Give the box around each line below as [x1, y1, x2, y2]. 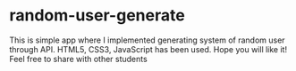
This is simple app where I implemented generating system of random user [9, 35, 285, 45]
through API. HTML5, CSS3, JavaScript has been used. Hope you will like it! [9, 43, 288, 54]
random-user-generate [9, 5, 185, 26]
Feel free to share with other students [9, 53, 148, 64]
